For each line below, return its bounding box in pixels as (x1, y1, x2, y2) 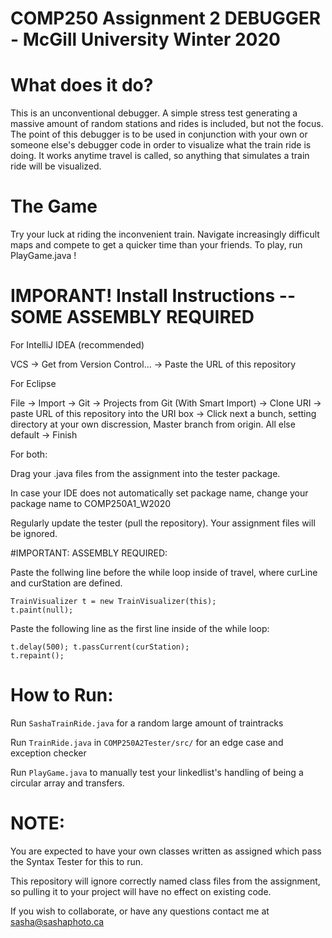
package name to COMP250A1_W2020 (10, 498, 172, 509)
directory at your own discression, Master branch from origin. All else (10, 418, 296, 430)
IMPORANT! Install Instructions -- (10, 285, 296, 307)
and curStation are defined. (10, 577, 123, 589)
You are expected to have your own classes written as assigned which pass (10, 845, 322, 857)
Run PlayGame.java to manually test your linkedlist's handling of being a (10, 766, 304, 778)
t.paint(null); (10, 605, 74, 615)
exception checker (10, 747, 87, 759)
